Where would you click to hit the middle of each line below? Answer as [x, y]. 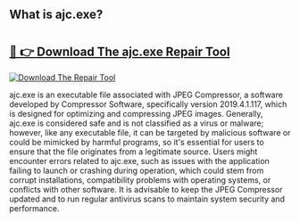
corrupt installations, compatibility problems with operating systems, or [140, 180]
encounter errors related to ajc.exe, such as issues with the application [139, 161]
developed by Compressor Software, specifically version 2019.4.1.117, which [148, 104]
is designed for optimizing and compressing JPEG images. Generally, [136, 114]
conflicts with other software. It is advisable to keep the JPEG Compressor [146, 189]
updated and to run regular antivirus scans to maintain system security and [147, 199]
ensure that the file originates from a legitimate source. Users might [133, 152]
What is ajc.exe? [56, 15]
